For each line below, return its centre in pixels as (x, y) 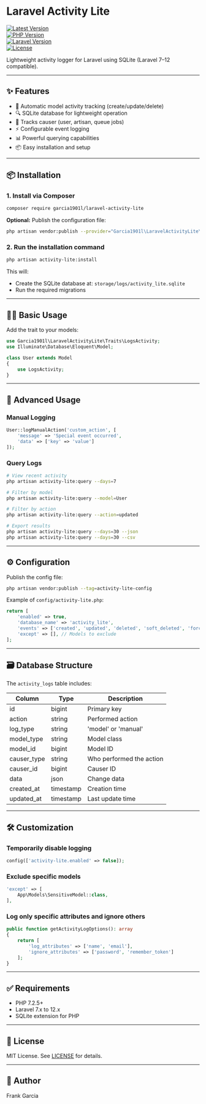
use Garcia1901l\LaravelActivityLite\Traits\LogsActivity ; (83, 341)
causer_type (27, 759)
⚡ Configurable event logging (52, 129)
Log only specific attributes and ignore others (76, 916)
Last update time (112, 798)
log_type (22, 728)
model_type (26, 739)
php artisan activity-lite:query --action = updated (72, 515)
